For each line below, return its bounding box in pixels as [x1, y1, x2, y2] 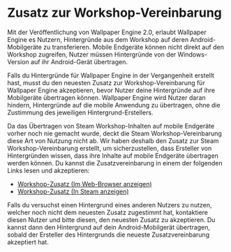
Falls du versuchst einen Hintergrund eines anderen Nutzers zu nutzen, [7, 200, 212, 209]
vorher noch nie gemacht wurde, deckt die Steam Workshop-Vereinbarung [7, 129, 222, 138]
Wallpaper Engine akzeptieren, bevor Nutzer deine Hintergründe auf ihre [7, 86, 216, 94]
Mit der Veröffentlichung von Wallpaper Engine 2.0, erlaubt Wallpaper [7, 28, 207, 36]
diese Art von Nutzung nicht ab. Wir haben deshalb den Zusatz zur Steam [7, 136, 219, 144]
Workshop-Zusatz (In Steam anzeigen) [17, 187, 129, 195]
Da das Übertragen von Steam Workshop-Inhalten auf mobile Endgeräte [7, 121, 215, 130]
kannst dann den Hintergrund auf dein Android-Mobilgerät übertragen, [7, 223, 211, 231]
